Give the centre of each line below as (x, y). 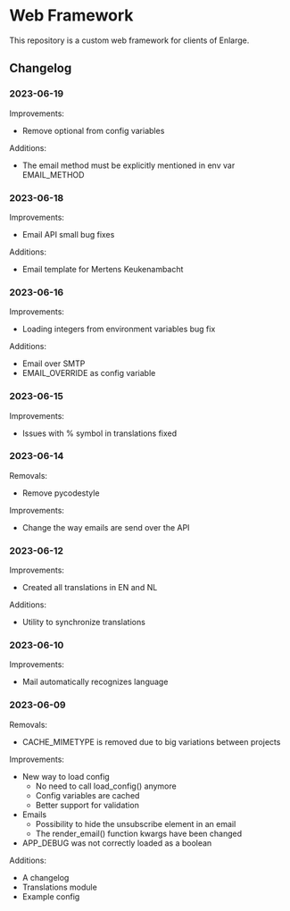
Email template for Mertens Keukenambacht (103, 269)
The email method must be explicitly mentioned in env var (128, 165)
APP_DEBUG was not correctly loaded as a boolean (117, 843)
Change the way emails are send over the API (106, 527)
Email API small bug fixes (68, 234)
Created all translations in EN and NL (90, 588)
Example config (51, 896)
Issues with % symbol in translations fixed (99, 433)
